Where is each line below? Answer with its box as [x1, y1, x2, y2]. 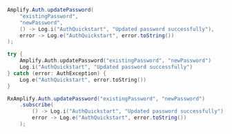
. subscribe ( [19, 102, 54, 109]
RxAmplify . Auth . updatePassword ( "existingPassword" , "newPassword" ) [7, 95, 206, 102]
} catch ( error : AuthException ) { [7, 69, 107, 77]
